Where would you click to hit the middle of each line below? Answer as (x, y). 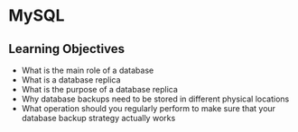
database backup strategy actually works (98, 118)
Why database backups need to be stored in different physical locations (155, 99)
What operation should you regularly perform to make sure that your (149, 108)
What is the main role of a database (88, 70)
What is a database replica (71, 80)
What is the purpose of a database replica (99, 89)
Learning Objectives (67, 49)
